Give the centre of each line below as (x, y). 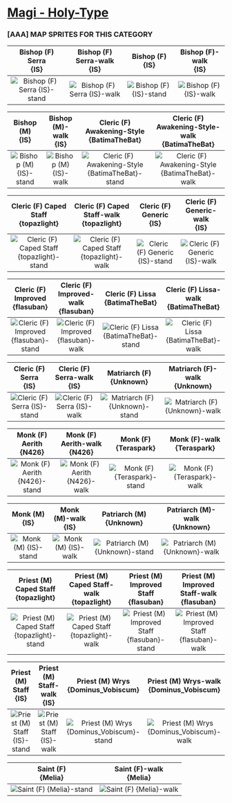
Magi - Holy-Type (58, 13)
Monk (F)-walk (195, 440)
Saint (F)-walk (139, 769)
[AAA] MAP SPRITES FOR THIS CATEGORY (80, 35)
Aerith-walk (81, 444)
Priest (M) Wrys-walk (184, 681)
